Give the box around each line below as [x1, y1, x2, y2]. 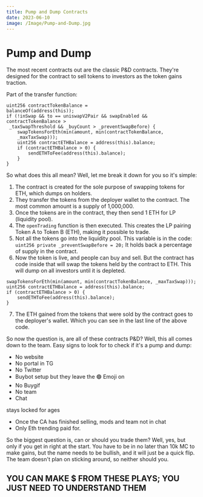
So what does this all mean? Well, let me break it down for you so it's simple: [6, 172, 197, 179]
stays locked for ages [6, 407, 61, 414]
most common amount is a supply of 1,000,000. [15, 202, 135, 210]
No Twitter [15, 366, 42, 373]
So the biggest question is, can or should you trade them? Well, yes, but [6, 436, 186, 444]
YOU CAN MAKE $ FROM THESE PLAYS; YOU [6, 473, 180, 484]
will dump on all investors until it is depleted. [15, 267, 126, 275]
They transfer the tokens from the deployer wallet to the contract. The [15, 196, 190, 204]
